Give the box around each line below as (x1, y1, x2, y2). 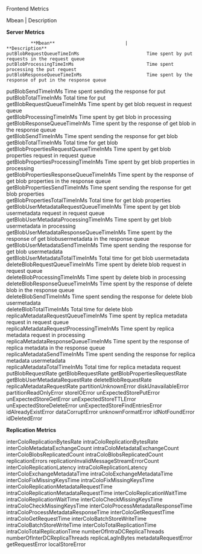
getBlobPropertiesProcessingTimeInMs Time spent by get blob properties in (6, 158, 195, 165)
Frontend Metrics (6, 5, 49, 12)
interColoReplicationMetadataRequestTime (6, 483, 113, 490)
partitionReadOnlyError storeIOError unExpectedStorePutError (6, 389, 160, 396)
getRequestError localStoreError (6, 541, 86, 548)
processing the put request (6, 66, 77, 72)
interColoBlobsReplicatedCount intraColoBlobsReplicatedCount (6, 451, 163, 458)
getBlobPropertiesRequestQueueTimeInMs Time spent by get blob (6, 145, 171, 153)
